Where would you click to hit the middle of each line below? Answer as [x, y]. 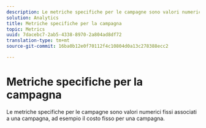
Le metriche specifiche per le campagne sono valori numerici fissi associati [102, 111]
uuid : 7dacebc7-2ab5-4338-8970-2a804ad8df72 [64, 35]
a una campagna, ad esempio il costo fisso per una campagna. [86, 118]
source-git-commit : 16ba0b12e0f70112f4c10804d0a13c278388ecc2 [87, 47]
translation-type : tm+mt [38, 40]
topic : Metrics [26, 29]
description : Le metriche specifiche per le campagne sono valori [93, 12]
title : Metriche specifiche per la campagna [64, 23]
